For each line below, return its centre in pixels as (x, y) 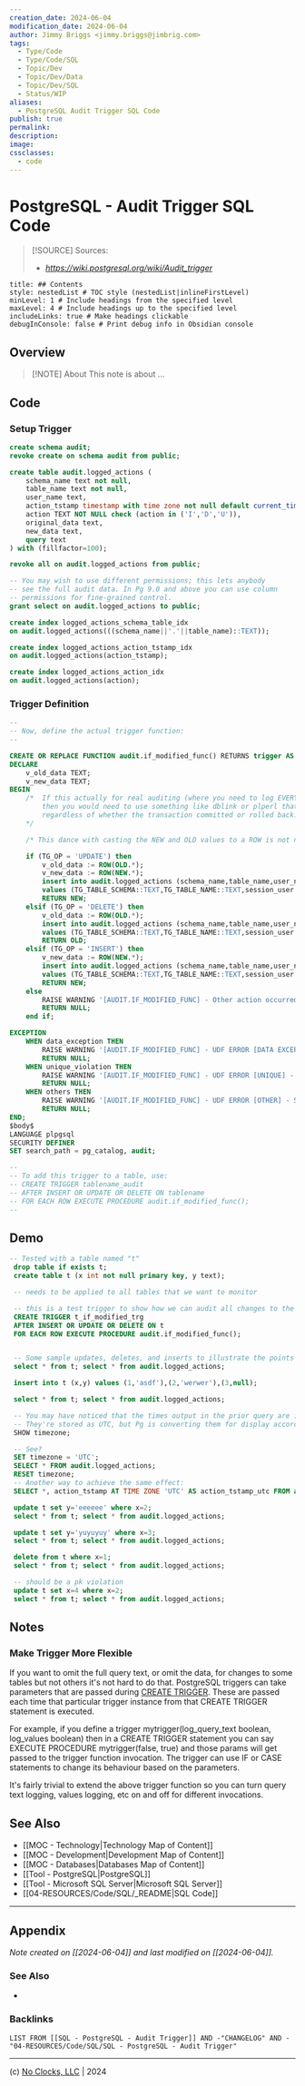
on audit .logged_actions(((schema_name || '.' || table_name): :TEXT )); (140, 631)
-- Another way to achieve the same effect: (98, 1483)
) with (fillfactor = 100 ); (58, 548)
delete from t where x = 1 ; (62, 1558)
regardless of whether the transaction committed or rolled (158, 815)
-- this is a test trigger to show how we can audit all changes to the (154, 1308)
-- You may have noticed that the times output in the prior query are (152, 1416)
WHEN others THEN (59, 1092)
